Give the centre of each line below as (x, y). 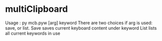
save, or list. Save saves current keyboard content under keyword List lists (81, 28)
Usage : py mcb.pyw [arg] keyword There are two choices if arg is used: (79, 23)
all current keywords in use (33, 33)
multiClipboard (37, 9)
